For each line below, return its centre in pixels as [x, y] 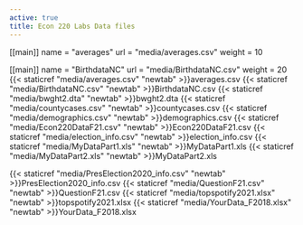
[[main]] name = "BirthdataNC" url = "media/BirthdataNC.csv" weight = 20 [148, 70]
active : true [34, 18]
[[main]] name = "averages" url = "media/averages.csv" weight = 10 [136, 52]
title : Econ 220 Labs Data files [72, 26]
